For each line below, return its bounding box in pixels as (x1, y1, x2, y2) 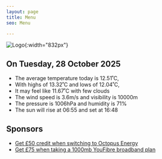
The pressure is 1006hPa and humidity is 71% (14, 100, 127, 108)
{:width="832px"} (25, 41, 69, 48)
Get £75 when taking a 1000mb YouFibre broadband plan (14, 146, 156, 153)
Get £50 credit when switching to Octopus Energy (14, 140, 139, 146)
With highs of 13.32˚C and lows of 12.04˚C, (14, 81, 120, 88)
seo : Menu (6, 20, 31, 26)
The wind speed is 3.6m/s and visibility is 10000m (14, 94, 138, 101)
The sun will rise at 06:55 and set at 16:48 (14, 106, 118, 114)
